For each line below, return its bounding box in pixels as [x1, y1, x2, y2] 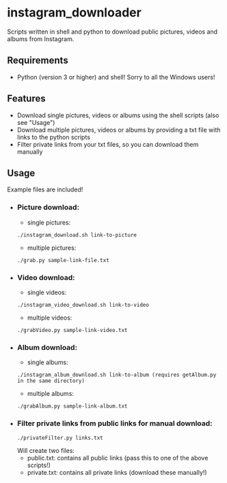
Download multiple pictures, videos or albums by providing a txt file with [16, 126, 221, 134]
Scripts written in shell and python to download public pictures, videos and [7, 27, 217, 36]
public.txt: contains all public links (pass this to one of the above [27, 453, 209, 462]
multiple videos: [27, 314, 72, 322]
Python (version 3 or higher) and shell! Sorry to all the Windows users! [16, 73, 215, 81]
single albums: [27, 358, 68, 366]
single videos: [27, 288, 67, 296]
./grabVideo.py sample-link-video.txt [16, 327, 128, 333]
